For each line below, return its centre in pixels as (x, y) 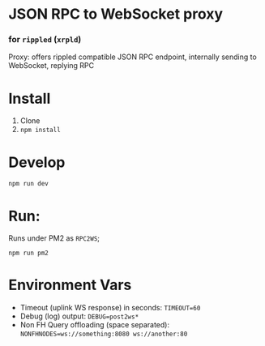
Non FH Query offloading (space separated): (95, 325)
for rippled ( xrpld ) (45, 40)
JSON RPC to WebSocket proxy (116, 14)
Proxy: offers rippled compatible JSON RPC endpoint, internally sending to (132, 57)
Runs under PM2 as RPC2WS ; (54, 238)
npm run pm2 (28, 253)
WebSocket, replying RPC (51, 66)
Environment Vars (70, 285)
